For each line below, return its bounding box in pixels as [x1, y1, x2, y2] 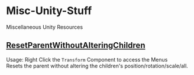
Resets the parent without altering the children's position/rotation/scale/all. [6, 62, 188, 69]
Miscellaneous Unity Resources [6, 23, 83, 30]
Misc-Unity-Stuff [6, 4, 92, 18]
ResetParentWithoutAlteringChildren [6, 40, 145, 50]
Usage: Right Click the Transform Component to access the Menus [6, 56, 168, 63]
